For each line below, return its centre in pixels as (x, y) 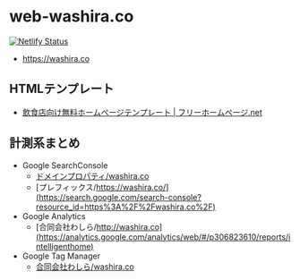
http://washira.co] (129, 226)
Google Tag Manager (61, 256)
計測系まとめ (45, 144)
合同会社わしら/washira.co (85, 267)
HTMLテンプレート (62, 89)
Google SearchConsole (65, 165)
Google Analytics (54, 216)
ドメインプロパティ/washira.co (92, 175)
